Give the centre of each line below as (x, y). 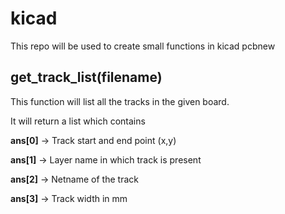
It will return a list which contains (78, 121)
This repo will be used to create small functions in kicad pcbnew (143, 46)
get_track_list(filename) (86, 77)
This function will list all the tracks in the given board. (120, 101)
